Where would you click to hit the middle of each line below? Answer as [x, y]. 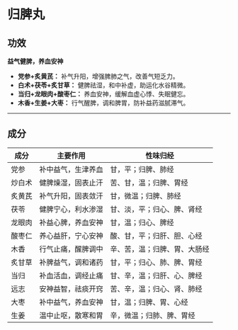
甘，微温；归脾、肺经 [146, 195]
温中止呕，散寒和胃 [72, 315]
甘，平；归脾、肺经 [142, 169]
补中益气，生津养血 [72, 169]
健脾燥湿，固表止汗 [72, 183]
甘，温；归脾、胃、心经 [149, 302]
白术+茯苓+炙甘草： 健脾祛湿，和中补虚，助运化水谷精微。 [103, 85]
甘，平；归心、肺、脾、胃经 [157, 262]
